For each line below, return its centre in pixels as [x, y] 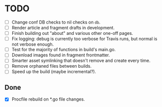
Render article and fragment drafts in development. [63, 28]
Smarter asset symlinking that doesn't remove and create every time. [81, 61]
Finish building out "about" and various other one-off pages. [72, 33]
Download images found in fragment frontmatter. [61, 55]
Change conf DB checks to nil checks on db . [56, 22]
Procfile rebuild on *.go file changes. [48, 99]
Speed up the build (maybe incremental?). [54, 72]
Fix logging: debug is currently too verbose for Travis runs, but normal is [84, 39]
